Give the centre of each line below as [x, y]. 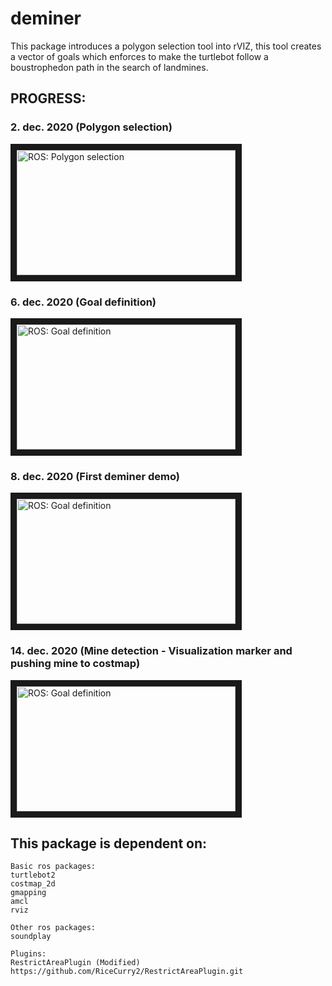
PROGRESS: [48, 98]
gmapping [28, 893]
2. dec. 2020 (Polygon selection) [91, 127]
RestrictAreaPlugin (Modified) [75, 963]
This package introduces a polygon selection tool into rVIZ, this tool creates [166, 46]
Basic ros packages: [53, 867]
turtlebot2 [33, 875]
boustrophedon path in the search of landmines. [109, 67]
